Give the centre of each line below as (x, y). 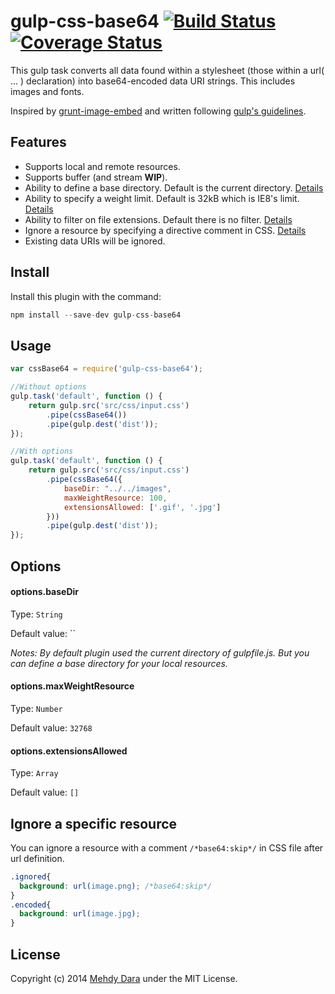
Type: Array (34, 773)
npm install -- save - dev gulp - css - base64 (96, 315)
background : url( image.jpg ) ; (80, 914)
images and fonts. (47, 91)
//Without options (48, 387)
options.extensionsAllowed (69, 751)
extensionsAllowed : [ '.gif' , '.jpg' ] (142, 507)
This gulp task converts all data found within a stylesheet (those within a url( (167, 70)
